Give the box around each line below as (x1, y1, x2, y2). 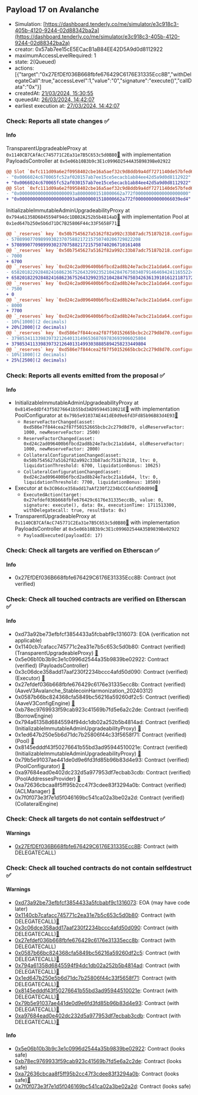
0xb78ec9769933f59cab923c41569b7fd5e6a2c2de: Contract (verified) (14, 706, 189, 713)
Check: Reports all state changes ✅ (6, 117, 110, 125)
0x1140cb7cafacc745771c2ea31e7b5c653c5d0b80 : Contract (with (14, 911, 176, 919)
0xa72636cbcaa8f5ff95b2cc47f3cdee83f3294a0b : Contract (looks (14, 1070, 179, 1077)
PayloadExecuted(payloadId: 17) (23, 532, 103, 539)
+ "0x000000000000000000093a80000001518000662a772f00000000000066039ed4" (6, 196, 192, 202)
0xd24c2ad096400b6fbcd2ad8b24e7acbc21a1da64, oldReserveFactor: (23, 441, 185, 447)
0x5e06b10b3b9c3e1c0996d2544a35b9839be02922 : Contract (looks (14, 1045, 186, 1052)
